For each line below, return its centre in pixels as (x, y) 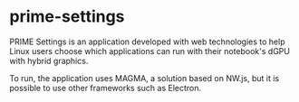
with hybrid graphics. (49, 60)
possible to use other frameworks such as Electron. (106, 88)
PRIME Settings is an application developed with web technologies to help (147, 42)
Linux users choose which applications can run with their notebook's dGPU (149, 51)
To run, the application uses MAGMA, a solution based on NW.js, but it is (144, 78)
